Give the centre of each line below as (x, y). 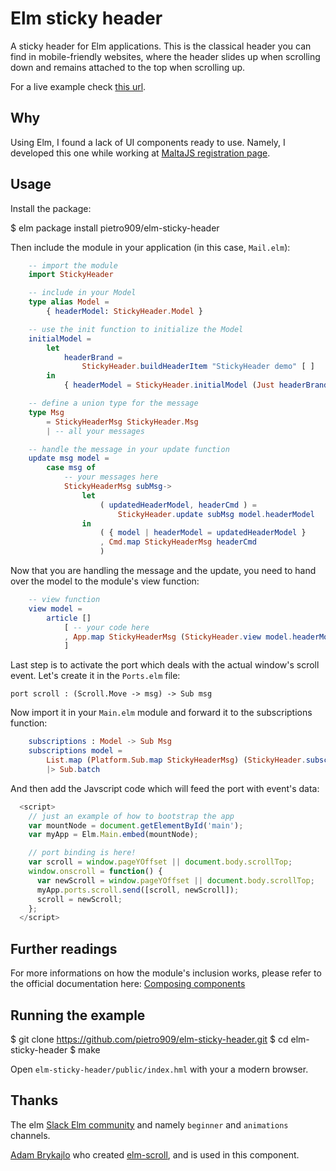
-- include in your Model (82, 293)
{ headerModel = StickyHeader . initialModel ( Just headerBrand (196, 385)
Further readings (64, 948)
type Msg (46, 412)
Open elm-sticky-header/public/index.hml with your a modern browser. (159, 1069)
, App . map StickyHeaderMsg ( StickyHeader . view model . (178, 637)
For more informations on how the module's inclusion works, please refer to (166, 973)
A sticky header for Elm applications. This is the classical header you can (161, 46)
